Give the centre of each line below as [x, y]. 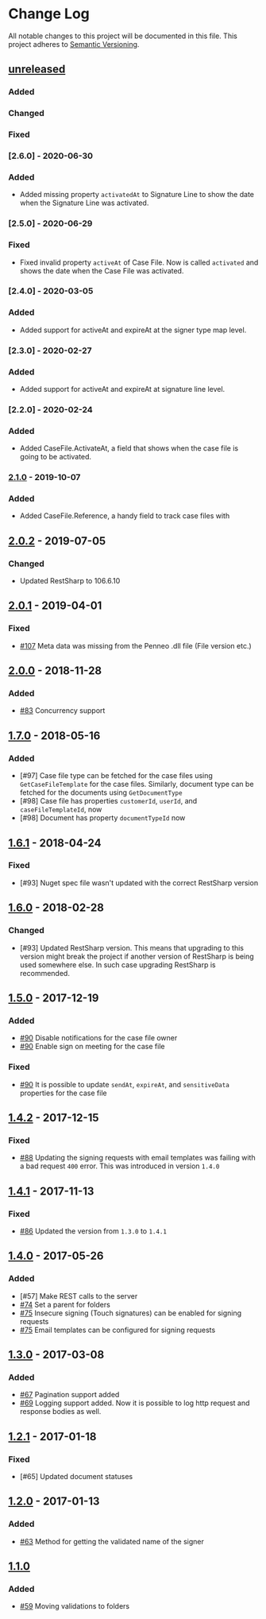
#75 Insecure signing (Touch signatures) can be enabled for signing [131, 1313]
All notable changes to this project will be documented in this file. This [123, 36]
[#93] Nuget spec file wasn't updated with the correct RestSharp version [139, 882]
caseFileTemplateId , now [61, 809]
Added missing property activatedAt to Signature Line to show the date [137, 195]
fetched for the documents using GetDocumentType [101, 792]
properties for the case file [63, 1093]
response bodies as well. [60, 1412]
